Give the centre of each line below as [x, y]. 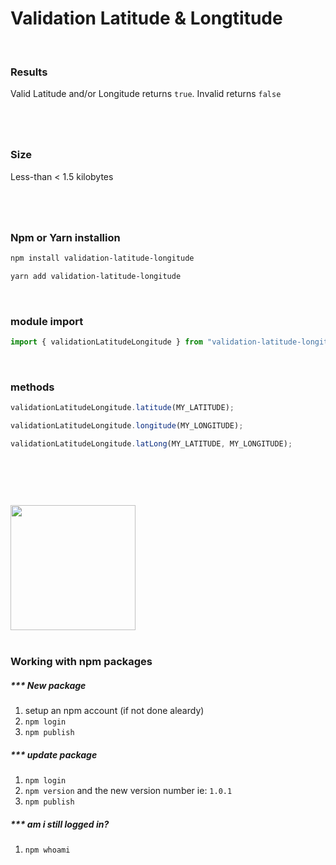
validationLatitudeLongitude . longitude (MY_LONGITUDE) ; [127, 426]
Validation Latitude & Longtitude [146, 18]
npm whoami [47, 850]
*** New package [48, 685]
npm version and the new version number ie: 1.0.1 [128, 791]
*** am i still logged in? [60, 824]
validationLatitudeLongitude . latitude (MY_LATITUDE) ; [122, 408]
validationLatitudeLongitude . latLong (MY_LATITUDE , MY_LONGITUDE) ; [151, 444]
